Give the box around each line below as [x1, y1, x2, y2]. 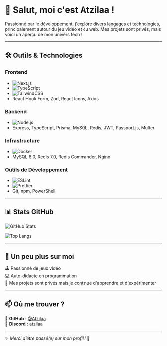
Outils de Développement [5, 166, 68, 173]
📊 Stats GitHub [5, 207, 54, 216]
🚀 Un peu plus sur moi [5, 252, 74, 260]
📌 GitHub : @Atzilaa [5, 315, 46, 321]
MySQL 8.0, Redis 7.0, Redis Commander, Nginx [12, 154, 111, 160]
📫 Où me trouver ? [5, 300, 65, 308]
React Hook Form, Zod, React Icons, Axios [12, 95, 99, 101]
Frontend [5, 69, 28, 76]
